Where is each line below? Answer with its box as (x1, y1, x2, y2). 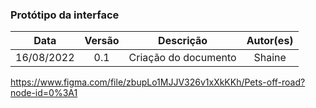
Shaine (253, 51, 287, 65)
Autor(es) (246, 34, 294, 48)
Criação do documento (128, 51, 237, 65)
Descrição (158, 34, 208, 48)
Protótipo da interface (10, 8, 120, 22)
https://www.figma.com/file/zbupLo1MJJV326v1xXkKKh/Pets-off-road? (10, 76, 306, 88)
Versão (84, 34, 120, 48)
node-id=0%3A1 (10, 87, 78, 99)
